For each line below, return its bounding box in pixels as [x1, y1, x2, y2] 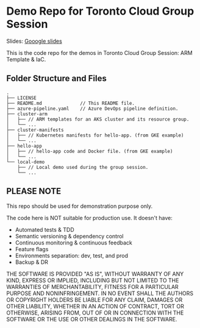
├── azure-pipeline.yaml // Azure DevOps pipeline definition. [6, 105, 179, 112]
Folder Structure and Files [6, 73, 107, 84]
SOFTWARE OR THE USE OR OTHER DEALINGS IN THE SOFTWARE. [6, 315, 177, 323]
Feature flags [15, 245, 49, 252]
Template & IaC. [6, 55, 46, 63]
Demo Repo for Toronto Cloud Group [6, 4, 195, 18]
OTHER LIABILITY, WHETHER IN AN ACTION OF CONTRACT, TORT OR [6, 302, 184, 310]
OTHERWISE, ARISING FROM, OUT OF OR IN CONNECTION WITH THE [6, 309, 184, 316]
